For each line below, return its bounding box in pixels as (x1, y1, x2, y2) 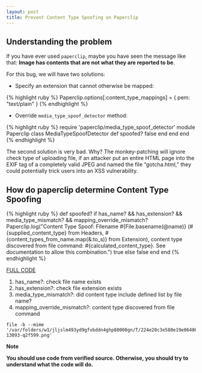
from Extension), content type (108, 236, 183, 243)
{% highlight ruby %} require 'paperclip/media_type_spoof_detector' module (6, 124, 195, 131)
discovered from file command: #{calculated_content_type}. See (6, 242, 166, 250)
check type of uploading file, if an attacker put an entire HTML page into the (6, 155, 195, 162)
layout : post (6, 8, 39, 15)
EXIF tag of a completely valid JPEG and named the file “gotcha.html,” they (6, 161, 192, 168)
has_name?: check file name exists (14, 278, 102, 286)
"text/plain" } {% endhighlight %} (6, 100, 88, 108)
